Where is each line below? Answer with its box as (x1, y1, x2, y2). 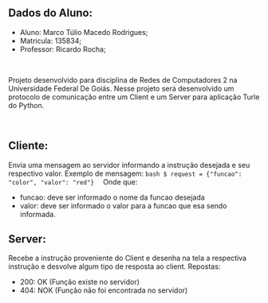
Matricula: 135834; (19, 36, 82, 45)
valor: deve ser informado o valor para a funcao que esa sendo (19, 200, 227, 210)
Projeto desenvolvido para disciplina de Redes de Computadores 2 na (8, 75, 238, 84)
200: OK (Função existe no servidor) (19, 278, 140, 287)
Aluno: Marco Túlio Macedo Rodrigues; (19, 27, 148, 37)
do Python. (8, 100, 45, 110)
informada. (19, 209, 56, 219)
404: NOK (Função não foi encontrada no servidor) (19, 286, 188, 295)
